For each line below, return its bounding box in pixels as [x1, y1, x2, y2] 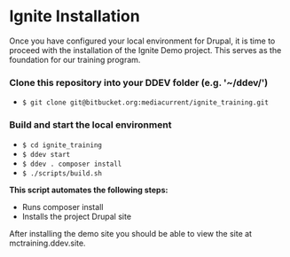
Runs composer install [21, 201, 104, 212]
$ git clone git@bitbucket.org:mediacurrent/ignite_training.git [21, 98, 269, 107]
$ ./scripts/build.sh [21, 168, 102, 178]
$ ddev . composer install [21, 160, 122, 168]
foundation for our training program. [9, 54, 141, 65]
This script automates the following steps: [9, 184, 169, 195]
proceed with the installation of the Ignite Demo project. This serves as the [9, 44, 282, 55]
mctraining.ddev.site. [9, 238, 86, 248]
